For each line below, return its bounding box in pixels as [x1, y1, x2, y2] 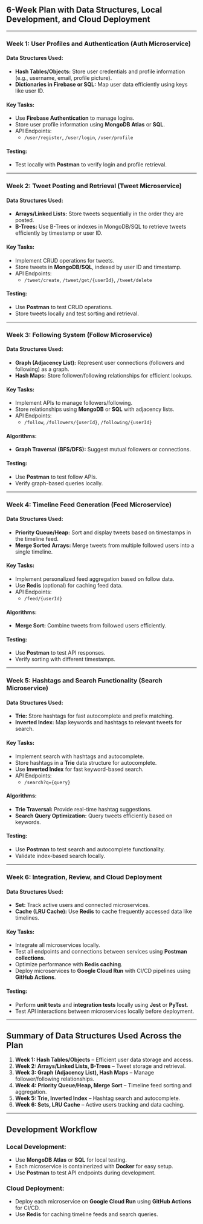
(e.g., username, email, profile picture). [14, 74, 112, 81]
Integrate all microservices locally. [14, 941, 101, 949]
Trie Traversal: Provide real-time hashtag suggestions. [14, 805, 152, 813]
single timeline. [14, 548, 53, 555]
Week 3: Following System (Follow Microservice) [6, 330, 153, 339]
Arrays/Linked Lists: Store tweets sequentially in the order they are [14, 210, 184, 217]
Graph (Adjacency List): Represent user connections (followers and [14, 359, 185, 366]
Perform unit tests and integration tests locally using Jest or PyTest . [14, 1001, 188, 1008]
